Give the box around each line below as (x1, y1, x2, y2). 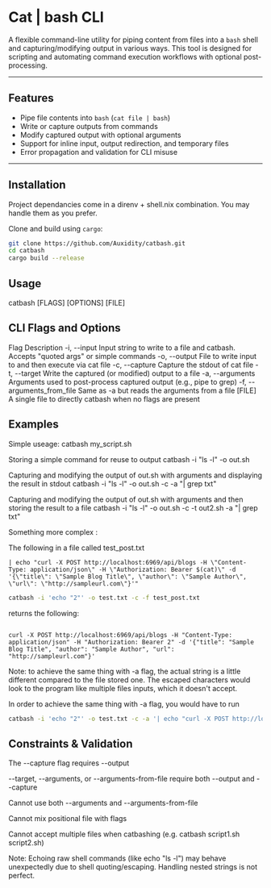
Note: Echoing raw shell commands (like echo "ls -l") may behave (8, 853, 227, 863)
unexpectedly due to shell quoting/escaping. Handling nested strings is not (8, 862, 258, 872)
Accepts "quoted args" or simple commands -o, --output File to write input (8, 351, 256, 361)
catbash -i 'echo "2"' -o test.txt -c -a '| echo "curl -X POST (8, 715, 229, 723)
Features (8, 91, 54, 105)
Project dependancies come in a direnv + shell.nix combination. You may (8, 199, 250, 209)
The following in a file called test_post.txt (8, 543, 145, 552)
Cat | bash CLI (8, 8, 105, 27)
